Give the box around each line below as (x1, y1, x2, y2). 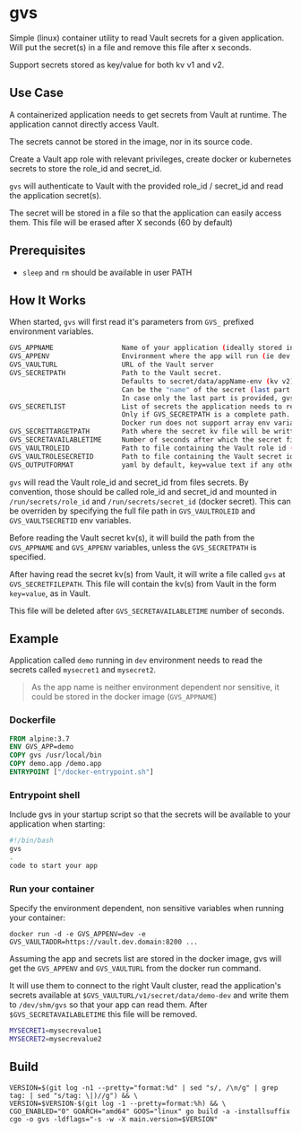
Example (9, 631, 59, 646)
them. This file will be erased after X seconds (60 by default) (9, 216, 233, 227)
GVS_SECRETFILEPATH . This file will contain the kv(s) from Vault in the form (9, 578, 277, 589)
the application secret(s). (9, 189, 102, 200)
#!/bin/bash (9, 836, 54, 846)
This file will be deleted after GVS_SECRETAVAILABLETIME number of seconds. (9, 605, 285, 616)
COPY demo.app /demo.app (9, 760, 102, 769)
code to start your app (9, 861, 99, 870)
